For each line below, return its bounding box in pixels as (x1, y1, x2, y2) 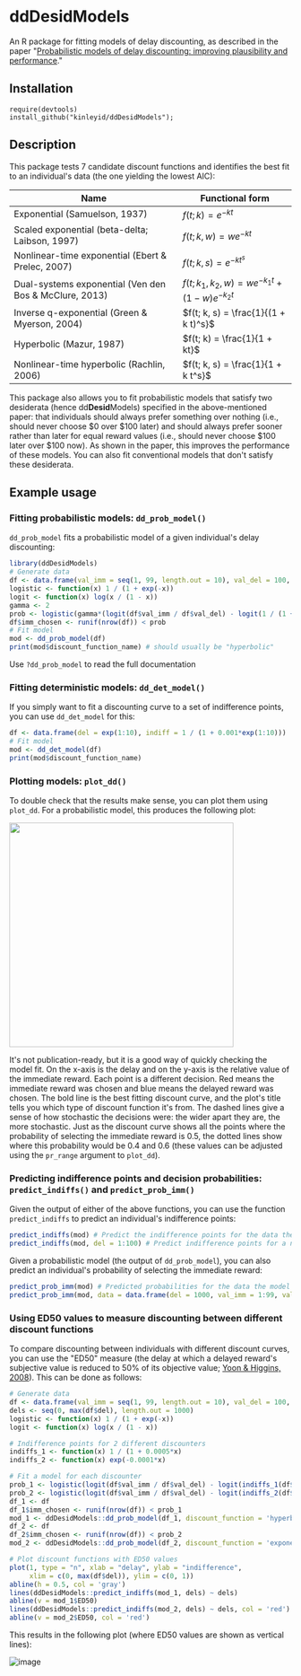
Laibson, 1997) (13, 234, 79, 247)
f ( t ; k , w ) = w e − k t (182, 228, 253, 242)
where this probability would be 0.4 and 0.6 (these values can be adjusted (9, 1140, 283, 1151)
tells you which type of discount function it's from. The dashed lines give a (9, 1102, 285, 1113)
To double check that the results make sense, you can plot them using (9, 795, 269, 806)
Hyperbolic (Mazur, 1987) (13, 338, 125, 350)
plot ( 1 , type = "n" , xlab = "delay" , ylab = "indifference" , (9, 1563, 243, 1572)
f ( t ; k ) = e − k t (182, 206, 234, 221)
